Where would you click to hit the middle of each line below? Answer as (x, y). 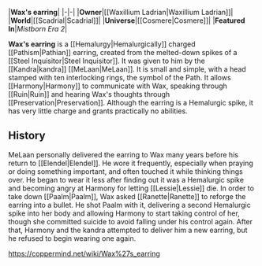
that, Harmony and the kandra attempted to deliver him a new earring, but (128, 230)
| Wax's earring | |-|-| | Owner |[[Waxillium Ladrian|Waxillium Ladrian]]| (121, 12)
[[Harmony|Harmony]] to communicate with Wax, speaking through (118, 86)
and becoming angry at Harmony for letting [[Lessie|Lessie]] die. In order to (131, 188)
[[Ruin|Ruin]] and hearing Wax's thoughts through (89, 94)
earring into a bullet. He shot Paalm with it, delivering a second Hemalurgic (129, 205)
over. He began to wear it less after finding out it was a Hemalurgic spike (126, 179)
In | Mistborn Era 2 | (38, 29)
